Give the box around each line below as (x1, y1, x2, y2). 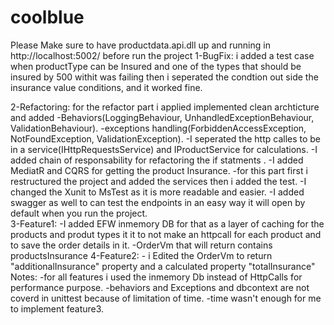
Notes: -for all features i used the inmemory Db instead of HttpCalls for (10, 271, 303, 283)
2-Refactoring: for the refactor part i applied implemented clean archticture (10, 101, 320, 113)
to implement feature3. (10, 302, 105, 315)
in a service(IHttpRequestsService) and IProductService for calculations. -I (10, 143, 318, 155)
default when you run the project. (10, 207, 148, 219)
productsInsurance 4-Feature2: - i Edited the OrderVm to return (10, 249, 273, 261)
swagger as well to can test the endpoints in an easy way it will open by (10, 196, 306, 208)
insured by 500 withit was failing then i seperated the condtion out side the (10, 71, 319, 83)
